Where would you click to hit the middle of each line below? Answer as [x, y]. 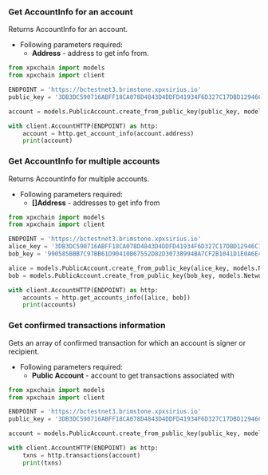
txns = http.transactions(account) [82, 455]
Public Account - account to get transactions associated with [133, 375]
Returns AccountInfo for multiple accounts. [79, 179]
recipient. [24, 351]
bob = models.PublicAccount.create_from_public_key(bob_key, [112, 275]
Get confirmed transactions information [87, 326]
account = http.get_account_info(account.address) [108, 133]
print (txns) [42, 463]
